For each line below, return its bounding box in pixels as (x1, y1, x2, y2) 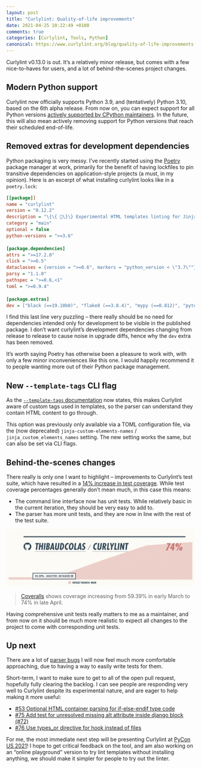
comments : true (6, 29, 44, 35)
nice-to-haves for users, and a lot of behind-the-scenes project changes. (6, 65, 187, 72)
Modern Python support (6, 82, 98, 92)
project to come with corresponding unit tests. (6, 623, 121, 630)
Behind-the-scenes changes (6, 457, 115, 467)
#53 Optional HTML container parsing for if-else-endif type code (14, 705, 175, 712)
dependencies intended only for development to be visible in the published (6, 320, 191, 327)
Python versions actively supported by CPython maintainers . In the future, (6, 111, 188, 118)
